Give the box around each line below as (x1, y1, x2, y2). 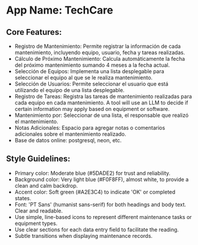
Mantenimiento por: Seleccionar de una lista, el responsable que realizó (14, 112, 189, 119)
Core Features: (6, 27, 62, 37)
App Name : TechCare (6, 4, 114, 17)
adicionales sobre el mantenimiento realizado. (14, 130, 127, 138)
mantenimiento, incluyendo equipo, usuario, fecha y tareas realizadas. (14, 49, 186, 56)
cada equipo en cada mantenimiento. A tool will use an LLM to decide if (14, 99, 189, 106)
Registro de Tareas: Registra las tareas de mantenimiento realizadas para (14, 93, 193, 100)
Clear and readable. (14, 207, 63, 214)
